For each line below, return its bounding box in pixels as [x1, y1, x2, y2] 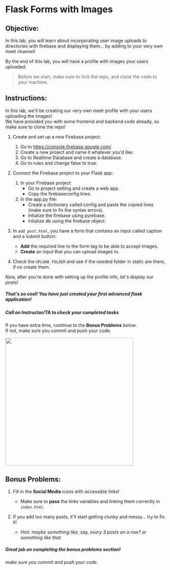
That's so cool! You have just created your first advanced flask [5, 291, 142, 297]
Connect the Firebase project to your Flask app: [12, 170, 113, 176]
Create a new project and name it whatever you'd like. [20, 149, 134, 155]
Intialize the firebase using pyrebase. [28, 212, 106, 218]
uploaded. [5, 64, 27, 70]
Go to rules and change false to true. [20, 160, 98, 166]
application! [5, 296, 32, 302]
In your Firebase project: [20, 180, 72, 186]
